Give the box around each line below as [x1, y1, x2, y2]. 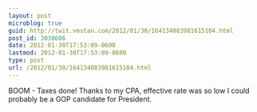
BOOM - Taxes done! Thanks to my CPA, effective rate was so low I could [8, 86, 250, 95]
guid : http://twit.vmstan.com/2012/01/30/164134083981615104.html [8, 26, 234, 34]
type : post [8, 57, 45, 65]
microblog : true [8, 19, 62, 27]
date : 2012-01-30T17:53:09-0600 [8, 42, 116, 50]
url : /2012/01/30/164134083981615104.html [8, 64, 152, 72]
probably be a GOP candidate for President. [8, 94, 152, 104]
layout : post [8, 11, 52, 20]
